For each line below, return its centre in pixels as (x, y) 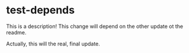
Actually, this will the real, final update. (53, 44)
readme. (16, 32)
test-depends (41, 10)
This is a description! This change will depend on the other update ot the (95, 26)
